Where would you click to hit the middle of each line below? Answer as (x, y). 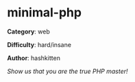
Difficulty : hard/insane (39, 44)
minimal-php (45, 13)
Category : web (28, 31)
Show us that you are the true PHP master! (67, 71)
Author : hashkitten (34, 58)
